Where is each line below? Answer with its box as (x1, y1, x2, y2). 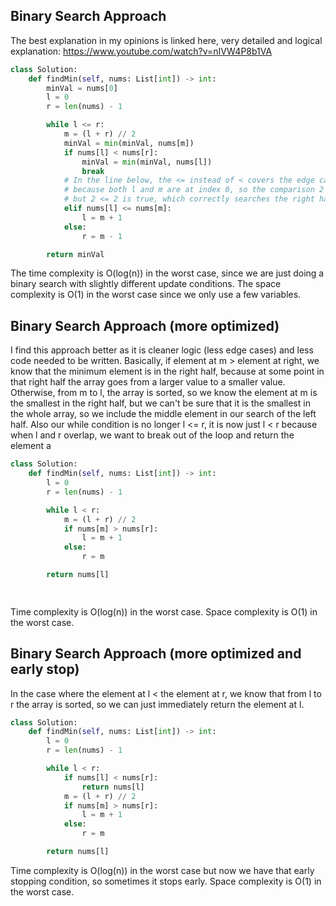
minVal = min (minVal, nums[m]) (63, 138, 195, 148)
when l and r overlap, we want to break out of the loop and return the (10, 429, 295, 441)
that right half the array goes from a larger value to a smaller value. (10, 376, 286, 388)
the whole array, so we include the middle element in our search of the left (10, 408, 317, 420)
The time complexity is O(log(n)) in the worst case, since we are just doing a (10, 267, 325, 279)
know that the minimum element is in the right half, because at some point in (10, 365, 325, 378)
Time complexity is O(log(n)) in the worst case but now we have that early (10, 864, 315, 876)
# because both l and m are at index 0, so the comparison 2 (63, 185, 325, 195)
